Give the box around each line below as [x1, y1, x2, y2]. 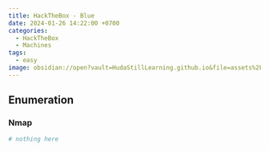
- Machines [15, 42, 52, 50]
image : [8, 64, 30, 72]
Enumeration [8, 93, 74, 107]
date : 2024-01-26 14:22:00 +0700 [8, 19, 120, 27]
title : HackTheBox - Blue [8, 11, 94, 20]
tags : [8, 49, 26, 57]
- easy [15, 57, 38, 65]
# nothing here [8, 135, 59, 144]
